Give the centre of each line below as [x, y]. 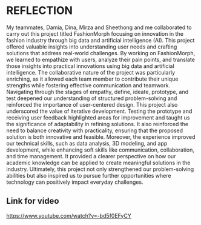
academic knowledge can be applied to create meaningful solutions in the [98, 163]
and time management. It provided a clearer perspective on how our [91, 156]
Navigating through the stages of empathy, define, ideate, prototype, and [97, 92]
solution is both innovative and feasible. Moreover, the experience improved [101, 136]
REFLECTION [39, 11]
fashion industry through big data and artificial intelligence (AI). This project [100, 40]
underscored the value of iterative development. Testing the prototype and [99, 111]
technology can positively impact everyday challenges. [75, 182]
